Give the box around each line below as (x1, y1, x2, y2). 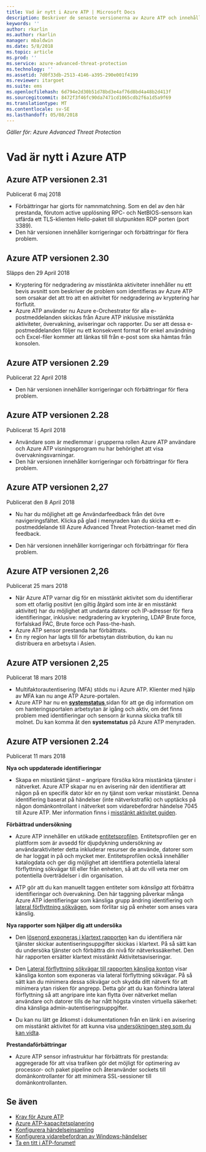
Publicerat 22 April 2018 (6, 374, 67, 381)
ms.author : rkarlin (6, 32, 56, 38)
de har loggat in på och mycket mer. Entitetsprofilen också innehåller (15, 852, 189, 860)
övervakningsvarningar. (15, 451, 75, 458)
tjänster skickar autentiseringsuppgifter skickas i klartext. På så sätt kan (15, 940, 197, 948)
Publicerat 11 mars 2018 (6, 752, 66, 760)
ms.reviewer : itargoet (6, 77, 64, 83)
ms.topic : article (6, 49, 53, 55)
